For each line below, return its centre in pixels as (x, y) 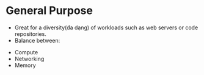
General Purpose (49, 11)
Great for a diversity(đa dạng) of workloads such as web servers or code (106, 27)
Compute (26, 52)
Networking (29, 59)
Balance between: (37, 40)
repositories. (30, 34)
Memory (25, 65)
